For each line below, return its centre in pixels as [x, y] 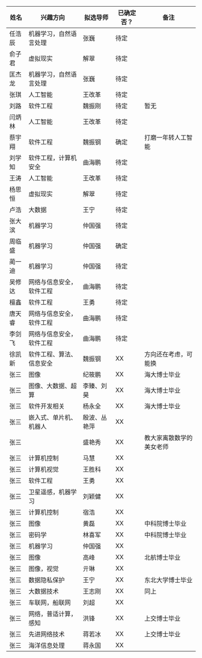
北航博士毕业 [162, 557]
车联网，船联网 [50, 603]
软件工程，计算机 [53, 158]
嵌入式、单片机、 [53, 417]
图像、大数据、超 [53, 386]
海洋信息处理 [47, 645]
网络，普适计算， [53, 614]
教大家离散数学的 [168, 438]
